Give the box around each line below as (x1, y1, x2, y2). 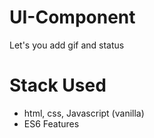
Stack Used (9, 74, 107, 97)
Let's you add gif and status (9, 39, 125, 51)
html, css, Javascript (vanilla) (23, 107, 145, 119)
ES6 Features (23, 117, 80, 130)
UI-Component (9, 6, 136, 29)
